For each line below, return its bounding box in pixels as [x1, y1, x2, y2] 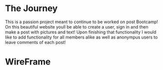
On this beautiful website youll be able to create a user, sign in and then [5, 24, 148, 29]
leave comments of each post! [5, 39, 66, 45]
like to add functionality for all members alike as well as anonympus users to [5, 34, 158, 40]
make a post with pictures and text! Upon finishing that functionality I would [5, 29, 157, 35]
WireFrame [5, 56, 51, 68]
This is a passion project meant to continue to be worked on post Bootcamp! [5, 19, 158, 25]
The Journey [5, 3, 58, 14]
